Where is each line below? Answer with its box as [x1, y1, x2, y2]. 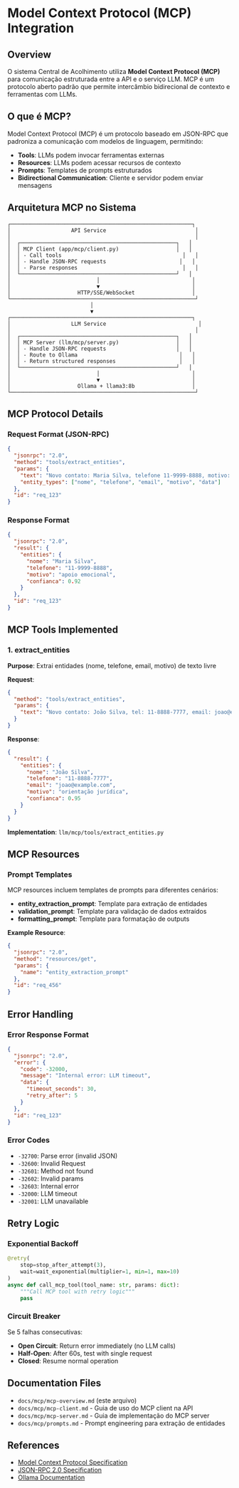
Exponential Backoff [7, 1239, 79, 1249]
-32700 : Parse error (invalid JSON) [17, 1151, 118, 1160]
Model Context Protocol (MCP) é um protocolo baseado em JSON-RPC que [7, 130, 229, 138]
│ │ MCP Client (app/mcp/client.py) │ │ [7, 246, 193, 253]
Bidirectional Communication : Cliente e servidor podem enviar [17, 173, 204, 182]
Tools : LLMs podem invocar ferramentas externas [17, 151, 165, 159]
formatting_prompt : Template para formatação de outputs [17, 914, 190, 923]
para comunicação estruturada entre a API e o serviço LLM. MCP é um [7, 75, 215, 83]
